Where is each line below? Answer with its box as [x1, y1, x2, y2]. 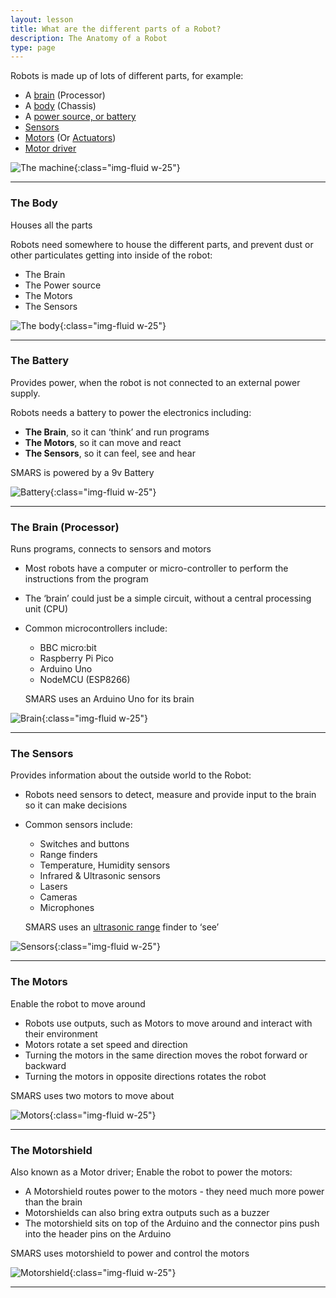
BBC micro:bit [39, 642, 97, 654]
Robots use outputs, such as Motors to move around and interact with [24, 1017, 313, 1029]
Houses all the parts [10, 219, 93, 231]
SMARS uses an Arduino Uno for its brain [24, 693, 195, 705]
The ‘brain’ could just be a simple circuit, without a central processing [24, 592, 312, 605]
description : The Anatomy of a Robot [10, 33, 168, 43]
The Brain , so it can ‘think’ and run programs [24, 426, 210, 438]
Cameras [39, 891, 78, 903]
